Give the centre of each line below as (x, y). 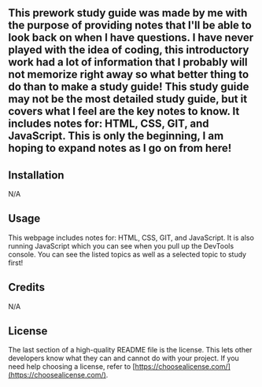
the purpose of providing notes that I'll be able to (130, 26)
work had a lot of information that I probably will (128, 63)
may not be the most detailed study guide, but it (128, 100)
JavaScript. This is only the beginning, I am (116, 136)
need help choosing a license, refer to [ (72, 367)
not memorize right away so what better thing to (129, 74)
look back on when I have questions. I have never (131, 38)
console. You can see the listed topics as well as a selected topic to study (127, 254)
